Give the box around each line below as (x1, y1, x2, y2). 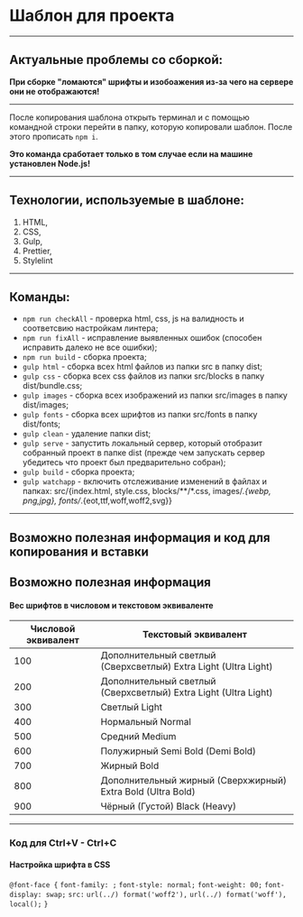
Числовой (30, 623, 76, 636)
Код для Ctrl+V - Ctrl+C (9, 837, 117, 849)
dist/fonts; (22, 418, 61, 429)
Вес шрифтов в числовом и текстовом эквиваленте (9, 600, 214, 610)
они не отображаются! (9, 86, 100, 96)
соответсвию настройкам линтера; (22, 323, 159, 334)
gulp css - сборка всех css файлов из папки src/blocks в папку (22, 371, 265, 381)
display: (9, 890, 42, 900)
